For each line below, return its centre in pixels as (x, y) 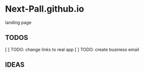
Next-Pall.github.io (45, 9)
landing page (18, 22)
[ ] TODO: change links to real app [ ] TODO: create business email (72, 49)
